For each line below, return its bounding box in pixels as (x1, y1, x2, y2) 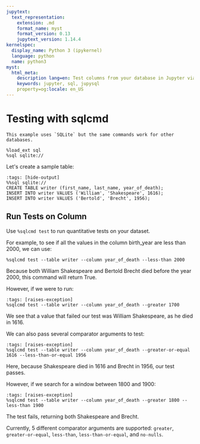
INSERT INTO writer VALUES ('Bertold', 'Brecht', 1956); (6, 195, 151, 201)
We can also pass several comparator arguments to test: (6, 330, 145, 337)
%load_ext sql (6, 147, 42, 153)
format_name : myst (17, 25, 62, 32)
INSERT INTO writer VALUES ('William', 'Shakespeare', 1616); (6, 190, 164, 196)
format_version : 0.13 (17, 31, 70, 37)
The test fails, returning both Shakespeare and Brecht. (6, 412, 139, 420)
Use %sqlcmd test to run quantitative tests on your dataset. (6, 227, 151, 234)
